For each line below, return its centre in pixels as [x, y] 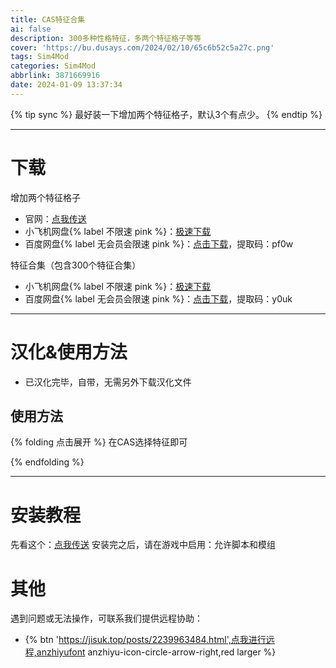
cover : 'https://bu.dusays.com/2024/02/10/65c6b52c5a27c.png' [142, 47]
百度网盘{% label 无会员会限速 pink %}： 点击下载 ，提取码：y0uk [158, 298]
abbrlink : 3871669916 [55, 76]
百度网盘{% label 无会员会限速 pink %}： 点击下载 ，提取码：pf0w [159, 243]
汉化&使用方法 [69, 352]
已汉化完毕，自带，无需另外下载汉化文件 [108, 382]
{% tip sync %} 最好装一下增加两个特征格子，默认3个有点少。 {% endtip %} [166, 114]
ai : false [31, 29]
